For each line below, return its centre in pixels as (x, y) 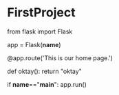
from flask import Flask (40, 31)
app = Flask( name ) (34, 44)
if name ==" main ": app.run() (47, 84)
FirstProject (41, 13)
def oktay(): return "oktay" (45, 71)
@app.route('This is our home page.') (60, 58)
